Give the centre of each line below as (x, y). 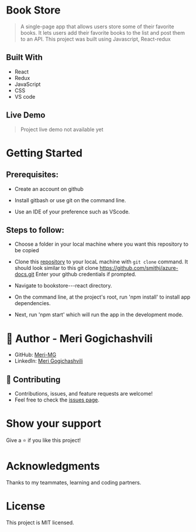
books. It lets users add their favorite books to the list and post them (103, 32)
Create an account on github (49, 189)
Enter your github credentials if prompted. (86, 275)
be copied (27, 250)
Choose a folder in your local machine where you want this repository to (102, 244)
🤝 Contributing (33, 379)
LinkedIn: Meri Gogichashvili (49, 361)
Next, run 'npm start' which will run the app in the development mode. (99, 314)
